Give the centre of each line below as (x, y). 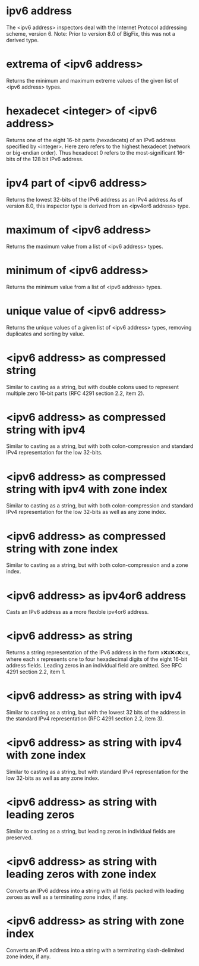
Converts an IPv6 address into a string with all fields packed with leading (95, 890)
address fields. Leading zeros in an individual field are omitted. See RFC (94, 666)
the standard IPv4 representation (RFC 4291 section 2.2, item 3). (85, 719)
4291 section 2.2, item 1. (36, 672)
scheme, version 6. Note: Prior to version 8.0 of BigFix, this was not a (91, 33)
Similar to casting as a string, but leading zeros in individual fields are (91, 831)
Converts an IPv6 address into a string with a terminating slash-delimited (95, 950)
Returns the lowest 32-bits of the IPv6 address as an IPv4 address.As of (94, 199)
